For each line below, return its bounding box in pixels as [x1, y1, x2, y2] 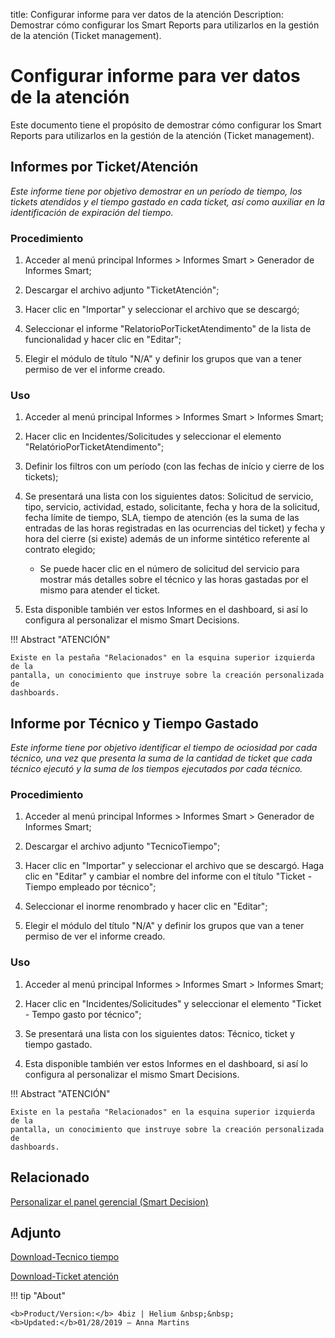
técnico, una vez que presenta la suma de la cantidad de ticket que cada [10, 752, 313, 764]
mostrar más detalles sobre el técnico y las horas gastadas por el [39, 574, 309, 586]
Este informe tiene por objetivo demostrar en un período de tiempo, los [10, 185, 303, 197]
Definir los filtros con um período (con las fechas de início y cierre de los [24, 460, 325, 473]
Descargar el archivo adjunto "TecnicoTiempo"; [24, 840, 221, 853]
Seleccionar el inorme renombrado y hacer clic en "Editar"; [24, 900, 268, 913]
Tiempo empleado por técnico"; [24, 881, 157, 893]
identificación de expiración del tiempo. [10, 206, 174, 218]
